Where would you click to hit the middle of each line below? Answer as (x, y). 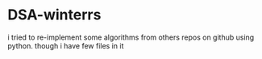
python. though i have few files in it (66, 45)
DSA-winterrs (54, 15)
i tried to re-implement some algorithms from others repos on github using (131, 37)
